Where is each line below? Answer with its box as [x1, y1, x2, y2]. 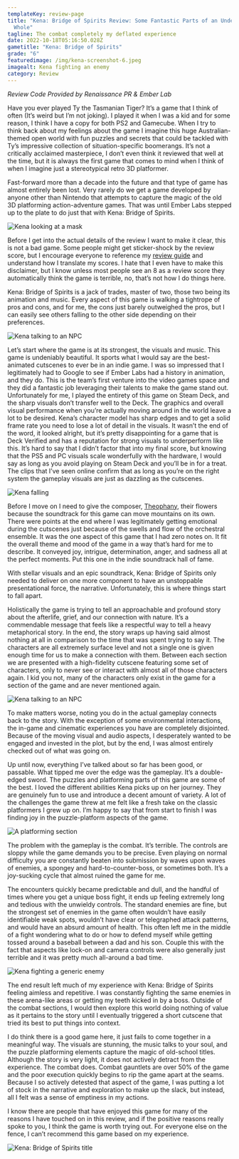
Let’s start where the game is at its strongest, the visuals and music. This [7, 345, 221, 354]
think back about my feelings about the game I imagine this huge [7, 126, 197, 135]
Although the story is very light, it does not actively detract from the [7, 1055, 206, 1063]
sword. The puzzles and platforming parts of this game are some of [27, 775, 225, 784]
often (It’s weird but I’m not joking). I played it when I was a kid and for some [7, 111, 230, 120]
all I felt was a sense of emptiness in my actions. [7, 1093, 149, 1101]
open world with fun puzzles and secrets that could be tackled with [31, 133, 229, 143]
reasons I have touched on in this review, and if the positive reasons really [7, 1114, 224, 1123]
